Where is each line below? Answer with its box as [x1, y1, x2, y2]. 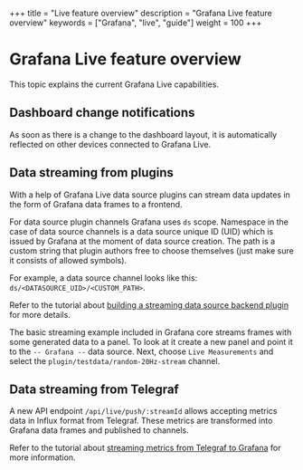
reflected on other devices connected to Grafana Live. [9, 139, 212, 149]
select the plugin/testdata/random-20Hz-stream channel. [9, 355, 221, 366]
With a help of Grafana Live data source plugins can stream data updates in [9, 189, 291, 200]
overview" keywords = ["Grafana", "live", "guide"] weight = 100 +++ [9, 17, 262, 28]
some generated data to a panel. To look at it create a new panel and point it [9, 336, 293, 347]
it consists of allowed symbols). [9, 254, 128, 265]
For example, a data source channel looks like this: [9, 272, 198, 283]
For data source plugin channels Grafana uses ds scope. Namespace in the [9, 216, 289, 227]
